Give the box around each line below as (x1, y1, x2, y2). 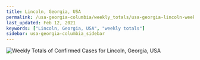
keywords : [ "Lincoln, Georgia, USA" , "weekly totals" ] (6, 25, 145, 31)
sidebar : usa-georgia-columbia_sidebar (6, 31, 105, 37)
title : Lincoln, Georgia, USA (6, 8, 82, 15)
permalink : (6, 14, 33, 20)
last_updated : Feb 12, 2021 (6, 20, 76, 26)
